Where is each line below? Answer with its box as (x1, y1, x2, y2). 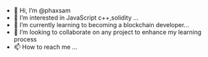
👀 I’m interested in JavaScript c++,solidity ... (13, 14, 139, 22)
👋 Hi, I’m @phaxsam (13, 7, 71, 14)
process (13, 35, 37, 43)
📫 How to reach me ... (13, 43, 78, 51)
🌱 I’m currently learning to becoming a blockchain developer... (13, 21, 189, 28)
